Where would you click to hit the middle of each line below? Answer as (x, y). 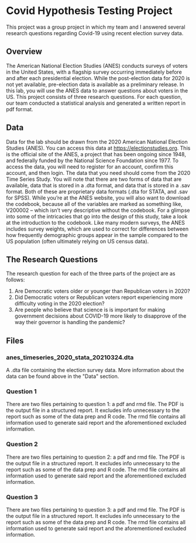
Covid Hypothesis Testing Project (89, 11)
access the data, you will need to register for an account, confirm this (90, 166)
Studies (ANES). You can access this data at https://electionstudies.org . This (98, 148)
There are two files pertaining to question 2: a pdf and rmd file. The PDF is (96, 457)
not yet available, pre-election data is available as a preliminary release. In (95, 84)
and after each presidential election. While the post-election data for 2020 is (98, 78)
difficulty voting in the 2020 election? (59, 304)
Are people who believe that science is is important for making (90, 310)
